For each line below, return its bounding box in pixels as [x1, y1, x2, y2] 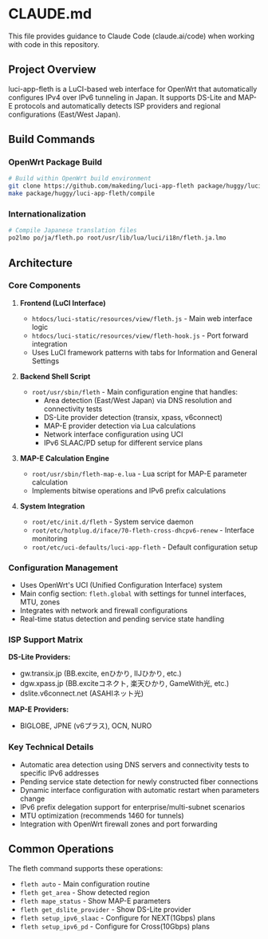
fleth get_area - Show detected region [19, 887, 150, 897]
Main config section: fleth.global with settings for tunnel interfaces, [19, 588, 247, 599]
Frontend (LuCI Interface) [19, 298, 106, 307]
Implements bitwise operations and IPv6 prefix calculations [31, 485, 227, 495]
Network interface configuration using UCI [43, 429, 183, 439]
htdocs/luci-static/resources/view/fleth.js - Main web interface [31, 313, 253, 323]
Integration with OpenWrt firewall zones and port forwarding [19, 819, 218, 829]
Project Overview [8, 63, 97, 77]
